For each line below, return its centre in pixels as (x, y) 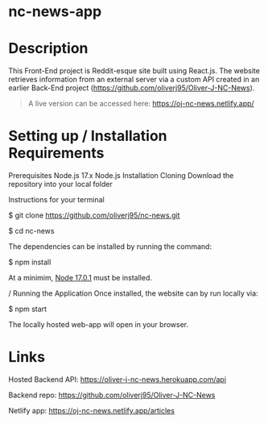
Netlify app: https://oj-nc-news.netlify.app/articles (92, 411)
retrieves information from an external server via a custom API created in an (134, 80)
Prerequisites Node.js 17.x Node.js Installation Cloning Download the (121, 176)
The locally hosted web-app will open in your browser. (99, 325)
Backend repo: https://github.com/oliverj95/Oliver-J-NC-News (112, 395)
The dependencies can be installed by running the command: (110, 247)
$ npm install (30, 262)
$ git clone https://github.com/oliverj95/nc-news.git (94, 215)
